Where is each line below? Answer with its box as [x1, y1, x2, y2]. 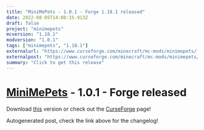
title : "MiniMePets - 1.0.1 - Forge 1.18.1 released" [6, 8, 146, 15]
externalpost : [6, 54, 42, 60]
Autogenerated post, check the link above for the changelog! [6, 117, 158, 125]
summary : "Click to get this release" [6, 59, 104, 65]
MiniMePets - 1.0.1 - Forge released [6, 85, 187, 99]
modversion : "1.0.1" [6, 37, 59, 43]
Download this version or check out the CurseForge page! [6, 105, 151, 112]
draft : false [6, 20, 39, 26]
